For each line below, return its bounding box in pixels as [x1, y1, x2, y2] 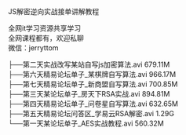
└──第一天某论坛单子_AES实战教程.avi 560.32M [8, 119, 165, 128]
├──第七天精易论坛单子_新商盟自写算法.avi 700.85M [8, 79, 178, 89]
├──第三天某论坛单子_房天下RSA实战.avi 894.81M [8, 89, 170, 98]
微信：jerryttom [8, 43, 59, 53]
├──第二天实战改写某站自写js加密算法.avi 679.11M [8, 60, 170, 69]
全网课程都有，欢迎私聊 [8, 34, 84, 42]
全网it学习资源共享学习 [8, 24, 81, 33]
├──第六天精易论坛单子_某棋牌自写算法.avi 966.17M [8, 70, 177, 78]
